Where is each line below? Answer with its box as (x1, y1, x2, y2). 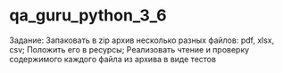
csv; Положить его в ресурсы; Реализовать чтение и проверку (9, 44, 250, 54)
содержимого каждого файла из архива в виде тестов (9, 53, 217, 64)
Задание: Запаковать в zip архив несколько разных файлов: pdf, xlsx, (9, 35, 275, 45)
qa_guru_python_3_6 (9, 5, 167, 26)
